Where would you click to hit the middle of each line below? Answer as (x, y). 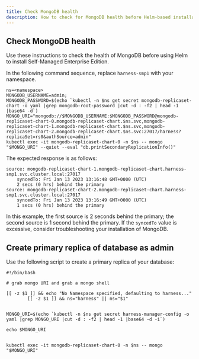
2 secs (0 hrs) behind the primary (61, 185)
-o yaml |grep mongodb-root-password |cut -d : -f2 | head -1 (100, 106)
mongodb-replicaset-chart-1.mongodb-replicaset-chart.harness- (107, 169)
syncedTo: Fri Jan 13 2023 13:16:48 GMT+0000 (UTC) (82, 179)
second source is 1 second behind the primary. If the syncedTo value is (92, 223)
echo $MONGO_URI (26, 330)
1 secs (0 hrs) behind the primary (61, 206)
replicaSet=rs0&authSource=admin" (49, 137)
